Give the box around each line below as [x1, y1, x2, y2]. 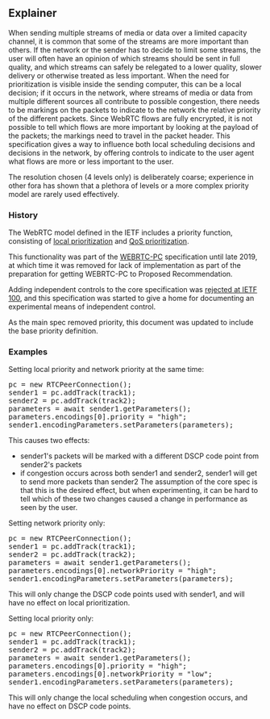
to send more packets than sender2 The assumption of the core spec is [19, 477, 258, 487]
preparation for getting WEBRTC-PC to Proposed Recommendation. [8, 270, 233, 279]
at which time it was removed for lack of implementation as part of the [8, 261, 242, 270]
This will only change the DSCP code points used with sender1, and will [8, 589, 245, 600]
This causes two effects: [8, 436, 90, 445]
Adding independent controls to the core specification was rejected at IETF [8, 285, 258, 295]
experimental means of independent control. [8, 302, 156, 311]
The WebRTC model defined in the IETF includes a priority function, [8, 228, 233, 237]
